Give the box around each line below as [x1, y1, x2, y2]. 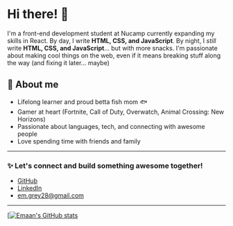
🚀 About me [7, 79, 59, 91]
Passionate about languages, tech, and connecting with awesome [17, 122, 206, 130]
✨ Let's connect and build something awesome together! [7, 161, 203, 171]
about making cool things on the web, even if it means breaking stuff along [7, 51, 221, 60]
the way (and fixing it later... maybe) [7, 58, 110, 67]
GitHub [17, 177, 38, 185]
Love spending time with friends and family [17, 137, 141, 145]
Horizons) [17, 114, 46, 123]
